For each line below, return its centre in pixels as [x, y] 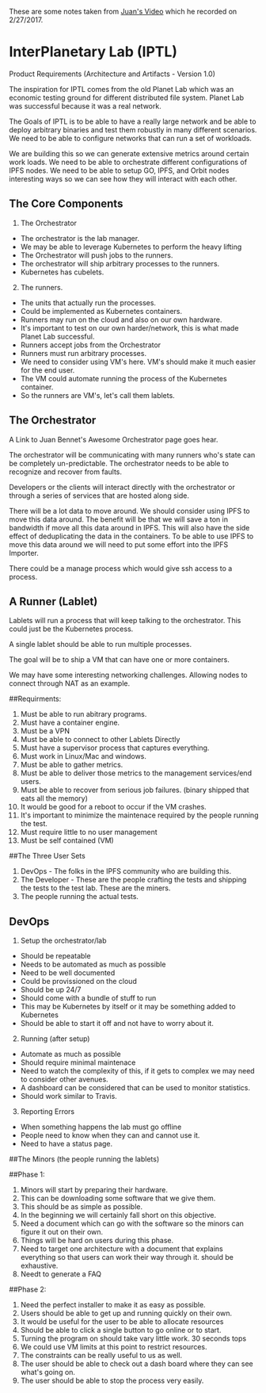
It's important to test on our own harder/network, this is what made [129, 327]
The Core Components [66, 204]
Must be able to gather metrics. [72, 765]
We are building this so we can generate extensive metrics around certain [129, 153]
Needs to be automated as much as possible [93, 964]
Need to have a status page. [66, 1144]
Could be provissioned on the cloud [78, 982]
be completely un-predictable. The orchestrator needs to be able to [119, 463]
